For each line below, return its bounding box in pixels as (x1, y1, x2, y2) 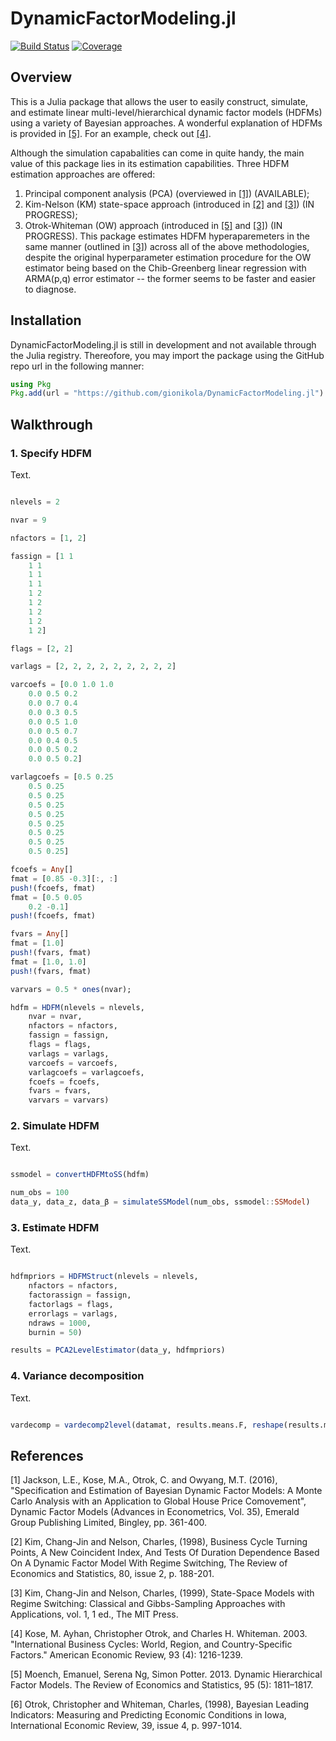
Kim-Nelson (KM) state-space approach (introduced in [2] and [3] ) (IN (24, 198, 315, 210)
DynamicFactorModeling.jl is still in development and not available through (10, 338, 317, 351)
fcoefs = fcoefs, (28, 1077, 101, 1087)
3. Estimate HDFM (10, 1220, 100, 1234)
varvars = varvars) (28, 1095, 110, 1106)
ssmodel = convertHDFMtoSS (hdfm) (10, 1170, 150, 1180)
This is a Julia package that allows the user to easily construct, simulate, (10, 95, 308, 107)
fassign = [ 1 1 (10, 551, 74, 561)
